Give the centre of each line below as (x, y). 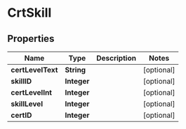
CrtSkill (29, 13)
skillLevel (27, 104)
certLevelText (34, 70)
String (75, 70)
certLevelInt (32, 92)
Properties (31, 39)
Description (116, 58)
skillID (21, 81)
